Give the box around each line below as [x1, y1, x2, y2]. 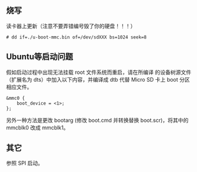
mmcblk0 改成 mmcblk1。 [6, 124, 69, 131]
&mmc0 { [6, 95, 25, 101]
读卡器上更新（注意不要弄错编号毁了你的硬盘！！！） [6, 22, 136, 30]
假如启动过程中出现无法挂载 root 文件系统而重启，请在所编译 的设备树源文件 [6, 69, 192, 76]
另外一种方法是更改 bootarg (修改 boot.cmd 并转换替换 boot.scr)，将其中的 [6, 116, 189, 124]
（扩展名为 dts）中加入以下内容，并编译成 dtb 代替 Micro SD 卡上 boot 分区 [6, 76, 190, 83]
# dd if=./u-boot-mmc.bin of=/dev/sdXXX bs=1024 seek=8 [6, 34, 147, 40]
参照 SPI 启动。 [6, 160, 43, 167]
